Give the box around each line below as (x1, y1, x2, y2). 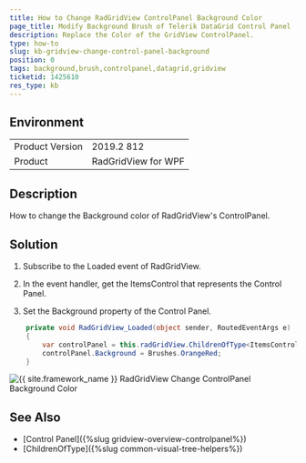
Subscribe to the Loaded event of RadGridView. (22, 261, 202, 272)
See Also (9, 409, 61, 425)
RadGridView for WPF (91, 156, 185, 168)
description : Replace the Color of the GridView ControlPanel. (9, 30, 255, 39)
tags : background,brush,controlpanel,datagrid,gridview (9, 65, 226, 74)
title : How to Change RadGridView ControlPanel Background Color (9, 13, 262, 23)
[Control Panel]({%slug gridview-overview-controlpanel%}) (22, 434, 248, 445)
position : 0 (9, 55, 55, 65)
